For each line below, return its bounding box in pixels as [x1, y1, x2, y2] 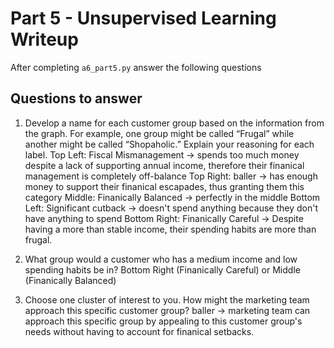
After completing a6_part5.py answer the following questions [10, 61, 262, 73]
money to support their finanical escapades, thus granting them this [24, 180, 305, 192]
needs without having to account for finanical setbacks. [24, 325, 255, 337]
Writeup [10, 28, 79, 51]
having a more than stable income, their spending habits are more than [24, 223, 317, 235]
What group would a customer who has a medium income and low [24, 253, 298, 265]
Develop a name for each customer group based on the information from [24, 117, 325, 129]
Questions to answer [10, 90, 143, 107]
